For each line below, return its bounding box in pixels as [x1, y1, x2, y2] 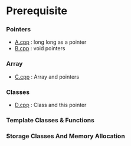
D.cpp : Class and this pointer [14, 102, 87, 109]
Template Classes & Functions [6, 116, 94, 124]
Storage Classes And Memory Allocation [6, 132, 125, 140]
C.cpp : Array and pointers [14, 73, 80, 80]
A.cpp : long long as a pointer [14, 38, 87, 46]
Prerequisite [6, 4, 68, 18]
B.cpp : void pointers [14, 45, 65, 52]
